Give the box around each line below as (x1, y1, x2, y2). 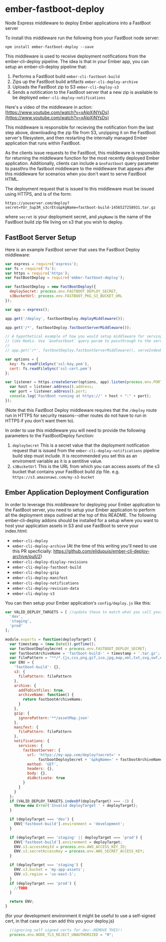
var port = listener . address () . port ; (9, 389, 87, 394)
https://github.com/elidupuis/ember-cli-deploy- (53, 548, 150, 554)
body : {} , (27, 771, 48, 776)
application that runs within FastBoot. (5, 140, 81, 146)
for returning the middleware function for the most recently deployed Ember (5, 155, 160, 161)
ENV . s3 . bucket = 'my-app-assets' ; (14, 867, 85, 872)
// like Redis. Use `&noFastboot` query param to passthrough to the (5, 339, 152, 344)
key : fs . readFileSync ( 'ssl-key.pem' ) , (9, 361, 90, 366)
